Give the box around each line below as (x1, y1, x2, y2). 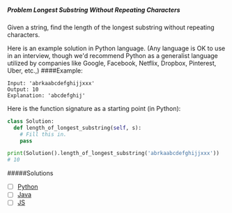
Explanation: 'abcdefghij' (7, 91, 86, 99)
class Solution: (7, 117, 54, 125)
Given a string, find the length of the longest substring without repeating (7, 23, 215, 31)
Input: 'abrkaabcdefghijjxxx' (7, 80, 95, 87)
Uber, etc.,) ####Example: (7, 66, 84, 75)
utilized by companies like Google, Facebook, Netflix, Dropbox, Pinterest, (7, 59, 217, 67)
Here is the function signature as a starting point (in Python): (7, 104, 181, 112)
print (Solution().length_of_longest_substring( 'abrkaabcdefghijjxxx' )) (7, 150, 219, 157)
